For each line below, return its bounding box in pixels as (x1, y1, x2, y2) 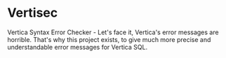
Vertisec (7, 5, 58, 21)
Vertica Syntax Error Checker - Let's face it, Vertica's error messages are (7, 28, 219, 36)
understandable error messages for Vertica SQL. (7, 43, 148, 51)
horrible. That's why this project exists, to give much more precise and (7, 35, 211, 43)
